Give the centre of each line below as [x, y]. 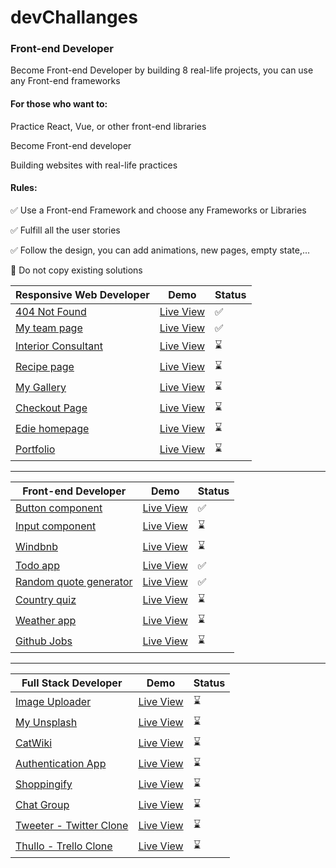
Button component [59, 508]
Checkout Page [51, 408]
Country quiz [46, 600]
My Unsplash [46, 723]
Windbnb [36, 547]
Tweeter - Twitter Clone [72, 826]
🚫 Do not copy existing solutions [76, 270]
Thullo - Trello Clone [64, 846]
